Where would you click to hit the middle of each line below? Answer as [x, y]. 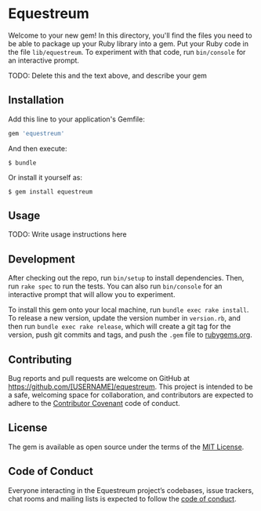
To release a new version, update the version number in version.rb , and [125, 318]
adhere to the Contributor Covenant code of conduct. [94, 404]
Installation [36, 100]
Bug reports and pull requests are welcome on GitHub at [99, 379]
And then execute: [38, 148]
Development [42, 259]
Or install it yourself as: [45, 177]
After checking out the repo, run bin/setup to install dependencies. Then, [126, 278]
